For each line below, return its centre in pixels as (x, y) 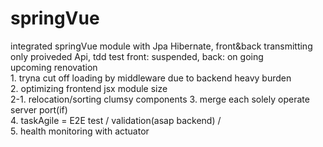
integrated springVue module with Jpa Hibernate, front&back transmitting (161, 46)
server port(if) (39, 109)
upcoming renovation (54, 67)
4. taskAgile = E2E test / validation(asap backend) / (116, 120)
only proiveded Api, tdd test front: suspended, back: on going (137, 56)
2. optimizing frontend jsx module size (89, 88)
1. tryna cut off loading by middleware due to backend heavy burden (151, 78)
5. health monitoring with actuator (80, 131)
